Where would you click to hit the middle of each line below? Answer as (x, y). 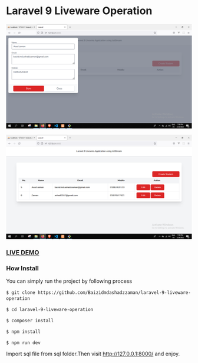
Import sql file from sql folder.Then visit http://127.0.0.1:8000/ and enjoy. (93, 354)
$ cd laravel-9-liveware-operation (50, 310)
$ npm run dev (24, 343)
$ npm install (24, 332)
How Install (23, 268)
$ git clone (21, 293)
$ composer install (30, 321)
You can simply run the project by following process (69, 281)
